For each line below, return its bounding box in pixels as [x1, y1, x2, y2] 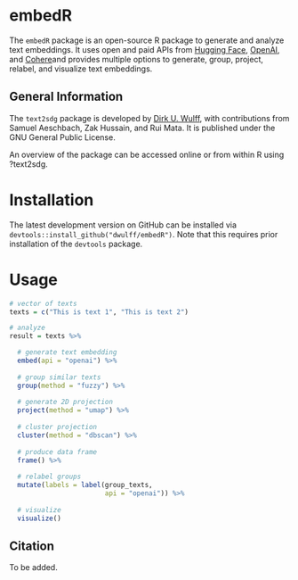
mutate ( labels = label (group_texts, [17, 481, 153, 490]
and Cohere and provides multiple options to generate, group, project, [9, 54, 264, 64]
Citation [9, 538, 55, 553]
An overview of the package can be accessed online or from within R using [9, 149, 285, 160]
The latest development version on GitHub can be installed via [9, 220, 238, 230]
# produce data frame [17, 447, 98, 456]
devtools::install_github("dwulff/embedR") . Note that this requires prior [9, 228, 278, 239]
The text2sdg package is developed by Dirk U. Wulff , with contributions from [9, 112, 290, 123]
